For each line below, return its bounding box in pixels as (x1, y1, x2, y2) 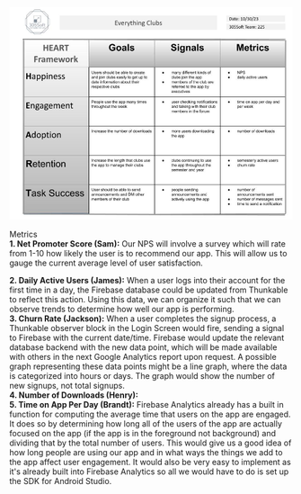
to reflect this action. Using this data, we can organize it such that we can (9, 294, 281, 304)
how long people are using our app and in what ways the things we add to (9, 447, 283, 457)
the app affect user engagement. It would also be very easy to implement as (9, 457, 292, 467)
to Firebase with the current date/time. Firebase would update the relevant (9, 332, 285, 343)
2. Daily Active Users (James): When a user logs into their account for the (9, 275, 286, 285)
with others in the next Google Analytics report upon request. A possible (9, 352, 277, 362)
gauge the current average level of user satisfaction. (9, 257, 204, 268)
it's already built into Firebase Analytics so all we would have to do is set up (9, 466, 289, 477)
